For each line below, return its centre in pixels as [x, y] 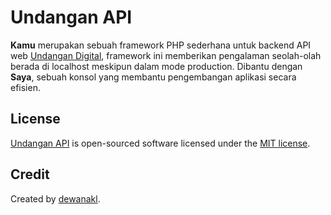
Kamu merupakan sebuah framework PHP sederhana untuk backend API [161, 45]
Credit [30, 174]
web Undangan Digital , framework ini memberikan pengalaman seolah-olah [166, 55]
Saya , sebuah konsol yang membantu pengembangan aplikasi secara [153, 77]
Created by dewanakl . [55, 198]
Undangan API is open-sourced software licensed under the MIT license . [160, 143]
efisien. [25, 87]
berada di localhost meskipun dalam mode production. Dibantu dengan [156, 66]
